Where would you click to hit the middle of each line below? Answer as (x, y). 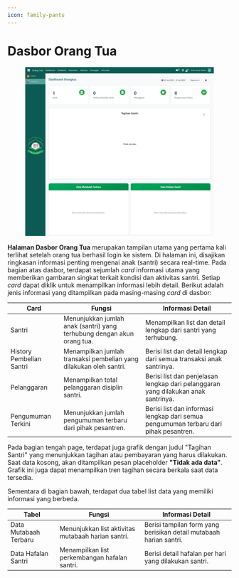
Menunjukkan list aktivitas (97, 528)
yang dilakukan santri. (176, 561)
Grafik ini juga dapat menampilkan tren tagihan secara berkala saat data (113, 470)
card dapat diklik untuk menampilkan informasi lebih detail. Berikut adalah (116, 285)
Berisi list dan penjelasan (182, 376)
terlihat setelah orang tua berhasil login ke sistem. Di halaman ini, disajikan (116, 255)
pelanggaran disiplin (93, 387)
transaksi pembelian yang (101, 358)
